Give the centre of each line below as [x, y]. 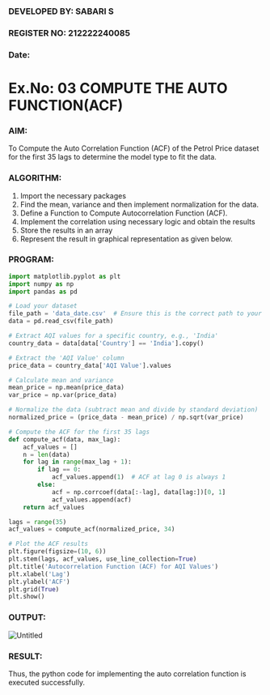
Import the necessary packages [73, 195]
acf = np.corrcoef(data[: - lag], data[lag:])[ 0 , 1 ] [139, 492]
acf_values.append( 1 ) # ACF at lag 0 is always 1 [139, 477]
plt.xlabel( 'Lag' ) [39, 574]
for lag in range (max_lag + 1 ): [77, 462]
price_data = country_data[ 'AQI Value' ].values [90, 365]
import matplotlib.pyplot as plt [65, 276]
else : [47, 485]
